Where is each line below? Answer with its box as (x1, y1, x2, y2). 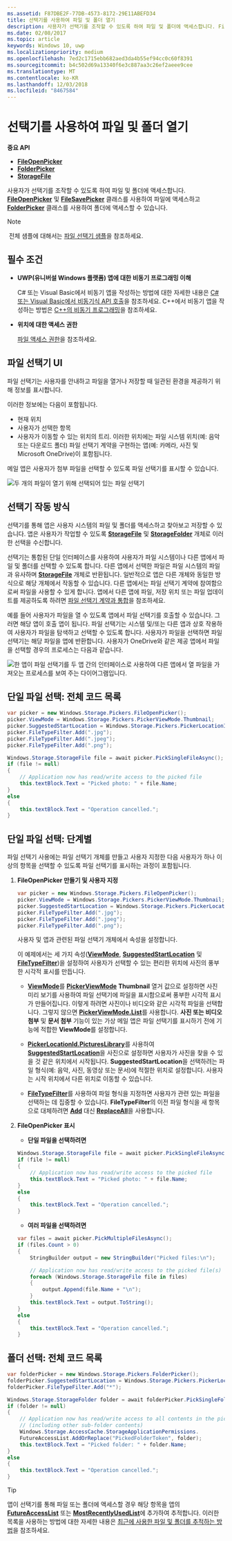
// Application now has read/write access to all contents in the (19, 1416, 215, 1423)
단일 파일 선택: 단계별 (7, 833, 92, 845)
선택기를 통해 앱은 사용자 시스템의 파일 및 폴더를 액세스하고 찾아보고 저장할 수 (7, 520, 215, 529)
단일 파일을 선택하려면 (27, 1136, 87, 1145)
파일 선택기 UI (7, 357, 63, 369)
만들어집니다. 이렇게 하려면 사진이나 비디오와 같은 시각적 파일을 (35, 999, 205, 1007)
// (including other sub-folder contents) (19, 1422, 144, 1429)
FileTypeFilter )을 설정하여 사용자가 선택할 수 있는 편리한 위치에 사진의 (17, 959, 207, 967)
